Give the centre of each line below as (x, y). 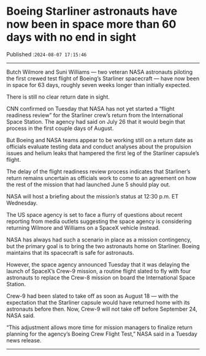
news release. (24, 340)
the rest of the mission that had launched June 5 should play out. (88, 184)
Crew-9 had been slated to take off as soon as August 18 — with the (93, 296)
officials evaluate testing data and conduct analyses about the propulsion (99, 146)
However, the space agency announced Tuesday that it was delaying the (98, 264)
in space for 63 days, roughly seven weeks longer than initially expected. (99, 85)
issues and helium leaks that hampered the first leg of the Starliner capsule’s (103, 153)
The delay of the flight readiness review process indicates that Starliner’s (98, 171)
